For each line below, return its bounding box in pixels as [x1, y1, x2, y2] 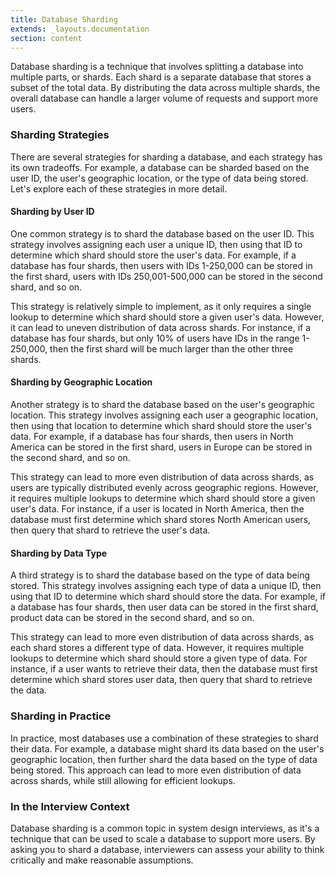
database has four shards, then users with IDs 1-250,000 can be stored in [10, 259, 313, 271]
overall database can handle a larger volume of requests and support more [10, 92, 319, 105]
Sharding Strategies [10, 128, 110, 142]
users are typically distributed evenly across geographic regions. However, [10, 482, 319, 494]
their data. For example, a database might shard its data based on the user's [10, 742, 325, 755]
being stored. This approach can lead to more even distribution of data [10, 764, 302, 776]
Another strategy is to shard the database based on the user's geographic [10, 399, 316, 411]
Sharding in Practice [10, 709, 112, 723]
